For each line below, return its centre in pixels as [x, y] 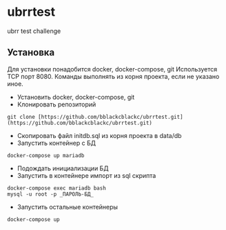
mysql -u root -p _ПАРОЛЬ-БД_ [51, 194]
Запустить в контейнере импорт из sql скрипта [86, 175]
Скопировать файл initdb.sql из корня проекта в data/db [99, 135]
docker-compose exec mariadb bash [57, 188]
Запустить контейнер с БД [56, 143]
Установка [31, 53]
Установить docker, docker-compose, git [76, 97]
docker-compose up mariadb [46, 155]
